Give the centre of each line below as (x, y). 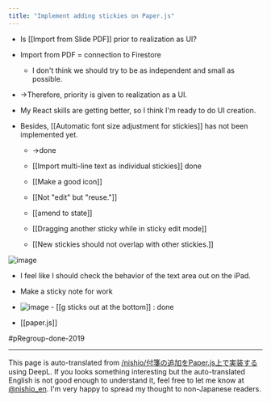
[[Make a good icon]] (67, 181)
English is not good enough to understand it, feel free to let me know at (126, 380)
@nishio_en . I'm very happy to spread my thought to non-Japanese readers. (135, 388)
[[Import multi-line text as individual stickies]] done (117, 166)
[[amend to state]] (62, 213)
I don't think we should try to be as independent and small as (133, 70)
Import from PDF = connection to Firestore (90, 54)
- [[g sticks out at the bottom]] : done (113, 307)
